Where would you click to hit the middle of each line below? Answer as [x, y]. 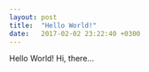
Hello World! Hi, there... [52, 59]
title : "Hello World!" [53, 25]
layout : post [33, 17]
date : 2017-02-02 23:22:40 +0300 [75, 33]
